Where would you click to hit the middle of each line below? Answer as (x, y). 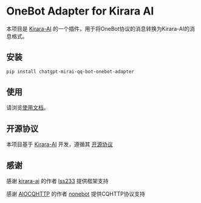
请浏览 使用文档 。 (28, 108)
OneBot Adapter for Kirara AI (80, 11)
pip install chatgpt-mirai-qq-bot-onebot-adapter (70, 72)
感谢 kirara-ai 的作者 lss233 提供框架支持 (57, 181)
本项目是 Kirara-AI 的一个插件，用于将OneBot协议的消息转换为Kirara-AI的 (98, 28)
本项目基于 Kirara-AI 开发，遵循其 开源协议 (60, 144)
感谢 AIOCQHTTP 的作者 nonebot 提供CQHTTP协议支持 (76, 194)
